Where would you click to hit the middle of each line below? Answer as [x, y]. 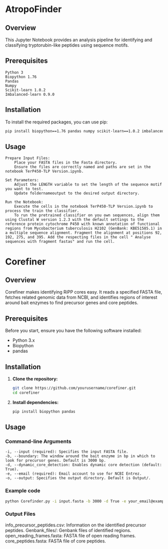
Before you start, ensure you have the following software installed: [73, 331]
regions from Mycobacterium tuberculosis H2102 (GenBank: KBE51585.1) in [84, 229]
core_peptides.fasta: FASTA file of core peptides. [56, 541]
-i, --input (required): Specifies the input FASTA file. [67, 452]
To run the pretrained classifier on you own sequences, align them [87, 215]
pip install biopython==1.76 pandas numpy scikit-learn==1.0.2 [72, 131]
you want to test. [24, 189]
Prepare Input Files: [28, 158]
